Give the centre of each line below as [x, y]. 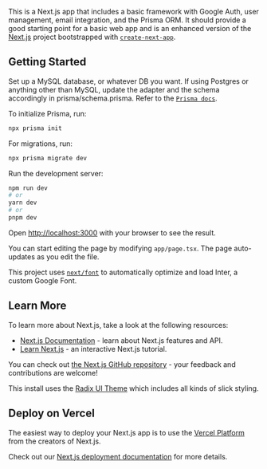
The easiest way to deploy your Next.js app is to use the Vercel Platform [127, 432]
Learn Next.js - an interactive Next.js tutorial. [93, 349]
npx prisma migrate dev [48, 158]
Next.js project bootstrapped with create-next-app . [92, 37]
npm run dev [28, 188]
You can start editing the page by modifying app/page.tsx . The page [120, 248]
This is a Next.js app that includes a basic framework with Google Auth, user [133, 12]
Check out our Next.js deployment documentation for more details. [118, 456]
